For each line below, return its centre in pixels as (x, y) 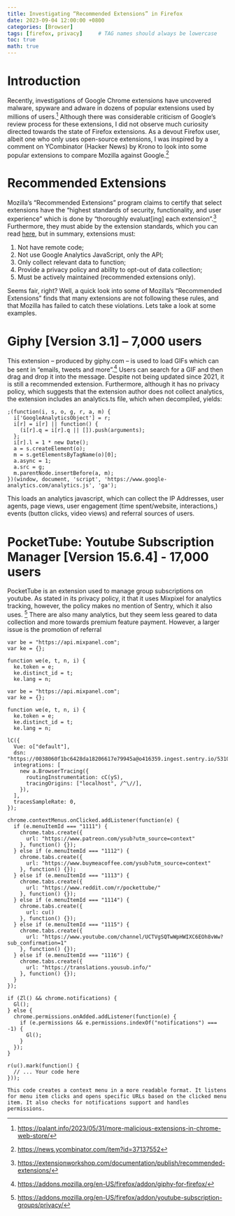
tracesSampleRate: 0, (45, 802)
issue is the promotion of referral (55, 630)
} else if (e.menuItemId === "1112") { (72, 851)
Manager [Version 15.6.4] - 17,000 (108, 556)
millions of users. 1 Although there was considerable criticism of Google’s (112, 116)
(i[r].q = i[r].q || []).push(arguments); (83, 431)
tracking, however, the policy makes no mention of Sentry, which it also (110, 606)
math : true (23, 46)
